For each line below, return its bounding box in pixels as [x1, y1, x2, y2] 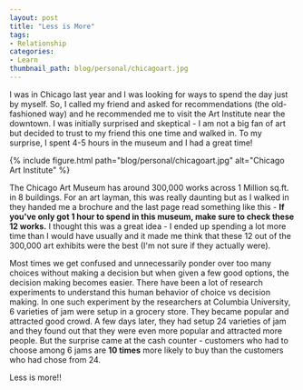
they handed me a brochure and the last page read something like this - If [9, 201, 285, 212]
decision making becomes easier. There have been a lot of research [9, 276, 263, 287]
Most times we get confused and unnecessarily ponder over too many [9, 257, 272, 268]
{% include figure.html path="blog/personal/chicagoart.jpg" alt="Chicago [9, 155, 285, 165]
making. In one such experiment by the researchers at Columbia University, [9, 296, 291, 307]
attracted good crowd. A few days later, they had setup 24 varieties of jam [9, 315, 287, 326]
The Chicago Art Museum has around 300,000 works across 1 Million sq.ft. [9, 182, 289, 193]
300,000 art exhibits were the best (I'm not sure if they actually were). [9, 240, 271, 251]
